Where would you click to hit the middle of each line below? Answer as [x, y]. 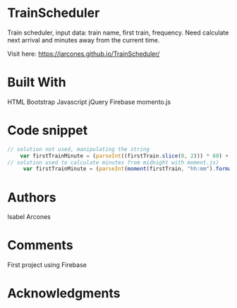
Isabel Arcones [29, 217]
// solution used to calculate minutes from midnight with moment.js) [113, 162]
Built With [37, 82]
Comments [40, 245]
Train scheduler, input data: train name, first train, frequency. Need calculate [118, 32]
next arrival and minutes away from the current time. [84, 40]
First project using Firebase [47, 265]
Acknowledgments [64, 294]
